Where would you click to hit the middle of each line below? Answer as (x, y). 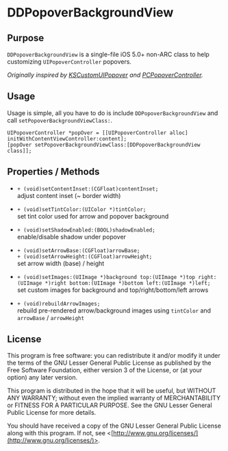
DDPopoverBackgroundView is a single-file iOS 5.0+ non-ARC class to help (109, 54)
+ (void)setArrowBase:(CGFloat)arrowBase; (78, 251)
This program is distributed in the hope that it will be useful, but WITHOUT (112, 391)
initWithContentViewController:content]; (67, 138)
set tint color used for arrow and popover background (93, 216)
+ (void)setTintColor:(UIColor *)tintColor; (81, 209)
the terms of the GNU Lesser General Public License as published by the (109, 363)
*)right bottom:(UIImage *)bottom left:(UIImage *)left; (128, 283)
